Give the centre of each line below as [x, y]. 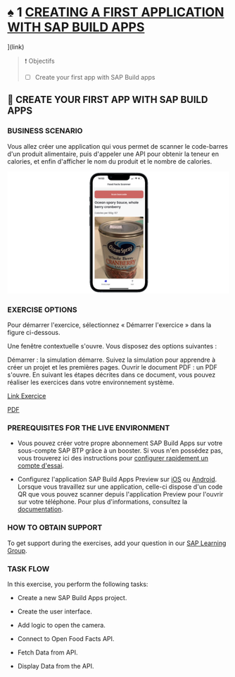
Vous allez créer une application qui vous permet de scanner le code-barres [118, 146]
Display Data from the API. [56, 666]
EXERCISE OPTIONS [42, 310]
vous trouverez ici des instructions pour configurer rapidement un [113, 458]
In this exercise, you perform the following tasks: [78, 584]
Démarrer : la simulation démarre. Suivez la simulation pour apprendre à [112, 360]
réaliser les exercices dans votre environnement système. [91, 382]
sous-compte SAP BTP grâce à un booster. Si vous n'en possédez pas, [120, 451]
